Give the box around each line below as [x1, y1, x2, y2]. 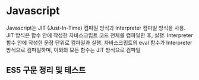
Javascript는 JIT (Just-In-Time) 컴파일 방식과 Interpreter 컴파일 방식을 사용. [6, 24, 186, 31]
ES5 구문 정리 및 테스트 [6, 65, 86, 75]
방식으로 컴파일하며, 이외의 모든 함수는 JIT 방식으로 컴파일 [6, 46, 141, 54]
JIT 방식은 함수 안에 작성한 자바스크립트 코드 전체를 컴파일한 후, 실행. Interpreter [6, 31, 193, 39]
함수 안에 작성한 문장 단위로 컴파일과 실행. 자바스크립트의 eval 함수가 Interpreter [6, 39, 192, 46]
